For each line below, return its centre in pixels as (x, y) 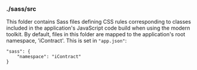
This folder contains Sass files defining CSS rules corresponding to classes (98, 22)
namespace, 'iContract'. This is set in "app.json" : (67, 41)
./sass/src (21, 9)
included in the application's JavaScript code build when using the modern (98, 28)
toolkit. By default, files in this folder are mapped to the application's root (96, 34)
